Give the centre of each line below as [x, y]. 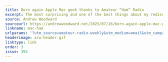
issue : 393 [16, 51]
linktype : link [21, 42]
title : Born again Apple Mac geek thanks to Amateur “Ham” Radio [74, 10]
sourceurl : [16, 24]
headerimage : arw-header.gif [35, 38]
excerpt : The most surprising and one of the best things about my [77, 14]
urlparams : [16, 33]
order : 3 [14, 47]
